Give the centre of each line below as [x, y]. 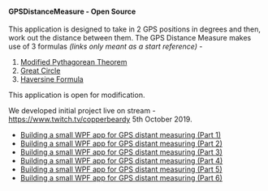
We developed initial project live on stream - [82, 111]
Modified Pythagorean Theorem [73, 62]
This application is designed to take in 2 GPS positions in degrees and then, [135, 29]
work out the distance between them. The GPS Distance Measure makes [130, 38]
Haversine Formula [52, 79]
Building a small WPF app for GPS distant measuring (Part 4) [121, 161]
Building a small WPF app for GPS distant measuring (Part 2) [121, 144]
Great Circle [40, 71]
